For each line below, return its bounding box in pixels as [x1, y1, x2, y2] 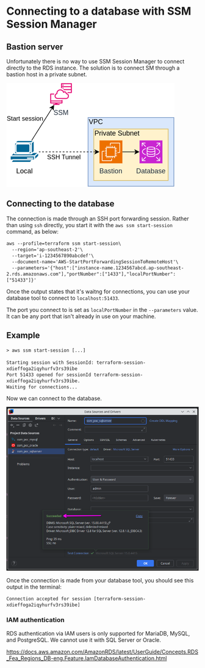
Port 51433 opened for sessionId [6, 371, 92, 378]
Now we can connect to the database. [6, 394, 103, 402]
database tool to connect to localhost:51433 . [6, 294, 120, 302]
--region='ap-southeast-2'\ [12, 246, 84, 253]
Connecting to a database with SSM [6, 4, 192, 18]
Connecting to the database [6, 198, 115, 209]
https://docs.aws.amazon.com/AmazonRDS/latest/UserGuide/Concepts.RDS [6, 648, 198, 655]
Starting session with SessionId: [6, 359, 95, 366]
